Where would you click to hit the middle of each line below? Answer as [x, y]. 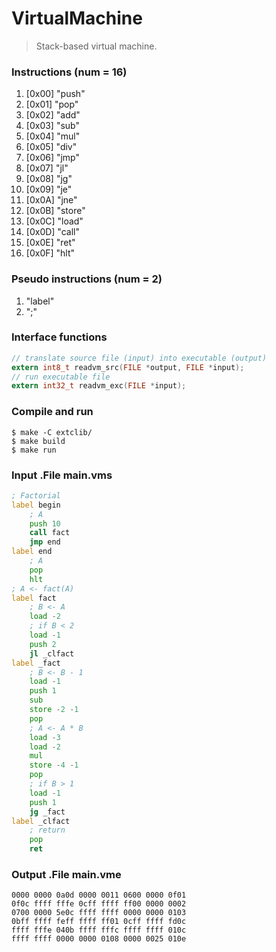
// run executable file [61, 377]
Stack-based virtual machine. [96, 46]
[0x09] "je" [49, 189]
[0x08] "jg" [49, 179]
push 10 [45, 523]
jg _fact [47, 812]
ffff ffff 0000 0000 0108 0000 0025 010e [99, 939]
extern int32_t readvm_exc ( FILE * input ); [99, 386]
